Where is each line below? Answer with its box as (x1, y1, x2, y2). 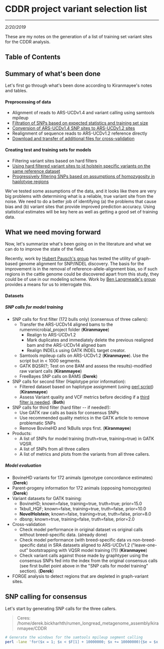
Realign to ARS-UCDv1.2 (26, 332, 76, 337)
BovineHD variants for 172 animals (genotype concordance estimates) (12, 475, 153, 481)
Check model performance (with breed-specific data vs (19, 537, 132, 543)
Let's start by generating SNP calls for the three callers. (5, 606, 117, 611)
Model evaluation (5, 462, 41, 468)
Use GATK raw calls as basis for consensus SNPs (19, 409, 119, 416)
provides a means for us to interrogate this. (5, 282, 92, 288)
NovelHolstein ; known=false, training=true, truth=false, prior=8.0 (19, 511, 151, 517)
